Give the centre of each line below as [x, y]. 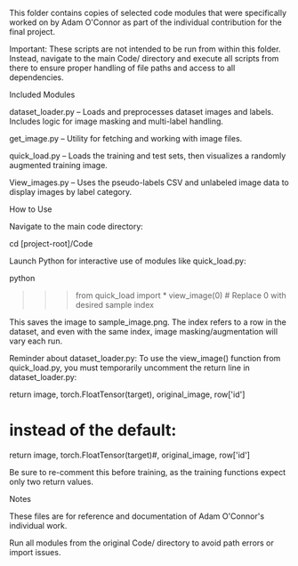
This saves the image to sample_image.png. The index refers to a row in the [148, 322]
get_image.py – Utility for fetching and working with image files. [126, 138]
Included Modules [42, 94]
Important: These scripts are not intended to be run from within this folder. [145, 49]
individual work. [38, 525]
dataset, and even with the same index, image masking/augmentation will [144, 332]
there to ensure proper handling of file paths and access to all [122, 68]
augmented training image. [59, 165]
